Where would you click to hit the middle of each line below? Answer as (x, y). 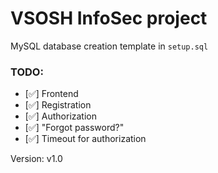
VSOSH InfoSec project (109, 18)
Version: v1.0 (36, 159)
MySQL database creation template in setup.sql (109, 46)
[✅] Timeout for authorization (85, 139)
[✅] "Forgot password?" (74, 128)
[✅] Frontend (51, 94)
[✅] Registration (58, 105)
